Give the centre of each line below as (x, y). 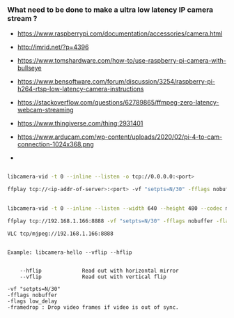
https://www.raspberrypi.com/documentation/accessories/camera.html (120, 33)
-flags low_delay (32, 301)
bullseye (29, 68)
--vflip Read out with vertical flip (93, 277)
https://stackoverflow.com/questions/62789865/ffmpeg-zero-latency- (118, 103)
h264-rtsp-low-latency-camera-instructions (80, 89)
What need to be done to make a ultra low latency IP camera (110, 10)
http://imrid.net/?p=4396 (53, 47)
